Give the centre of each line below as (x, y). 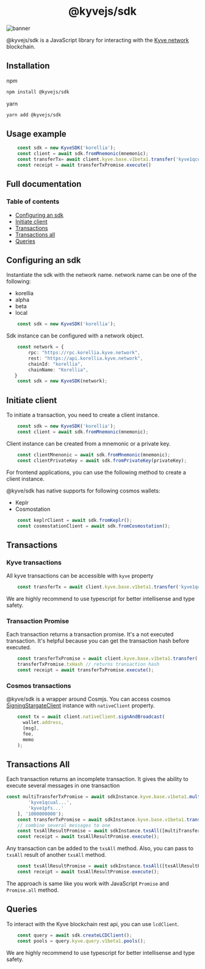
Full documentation (44, 184)
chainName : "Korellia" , (58, 370)
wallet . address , (43, 723)
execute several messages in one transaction (63, 786)
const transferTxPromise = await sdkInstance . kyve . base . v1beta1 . (102, 820)
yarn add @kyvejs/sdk (34, 115)
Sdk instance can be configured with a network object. (75, 336)
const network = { (41, 347)
